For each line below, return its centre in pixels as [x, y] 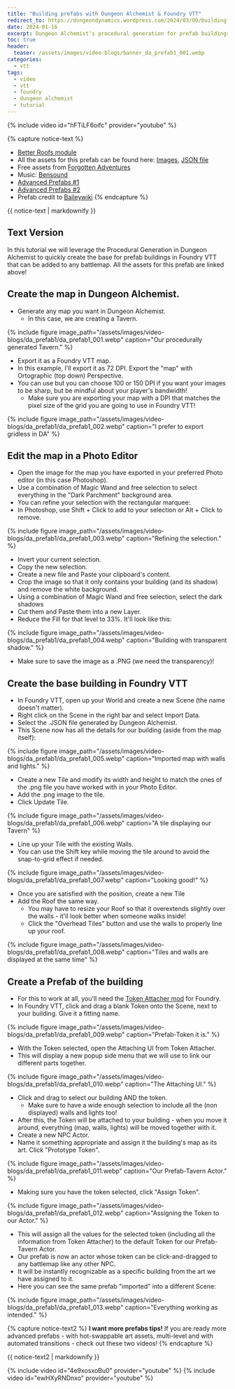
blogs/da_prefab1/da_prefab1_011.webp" [65, 1171]
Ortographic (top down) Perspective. [70, 376]
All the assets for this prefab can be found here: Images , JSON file [113, 159]
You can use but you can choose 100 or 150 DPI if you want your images [121, 383]
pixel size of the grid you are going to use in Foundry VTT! [112, 405]
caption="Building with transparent [177, 640]
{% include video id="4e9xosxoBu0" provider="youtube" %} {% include [111, 1370]
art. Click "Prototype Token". [58, 1150]
